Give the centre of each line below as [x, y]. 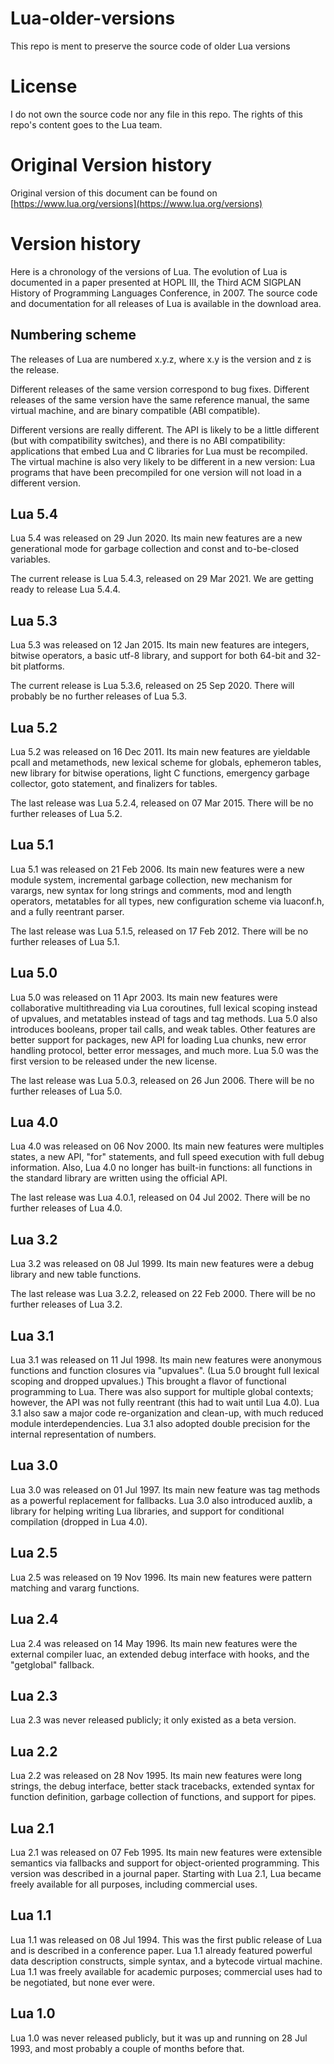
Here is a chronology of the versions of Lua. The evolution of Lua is [149, 271]
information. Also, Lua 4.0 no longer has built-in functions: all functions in [161, 1168]
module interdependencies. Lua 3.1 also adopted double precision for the [160, 1424]
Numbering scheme [73, 335]
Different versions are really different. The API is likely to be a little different [165, 429]
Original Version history [111, 165]
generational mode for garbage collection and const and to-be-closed [155, 549]
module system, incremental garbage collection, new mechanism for [151, 879]
